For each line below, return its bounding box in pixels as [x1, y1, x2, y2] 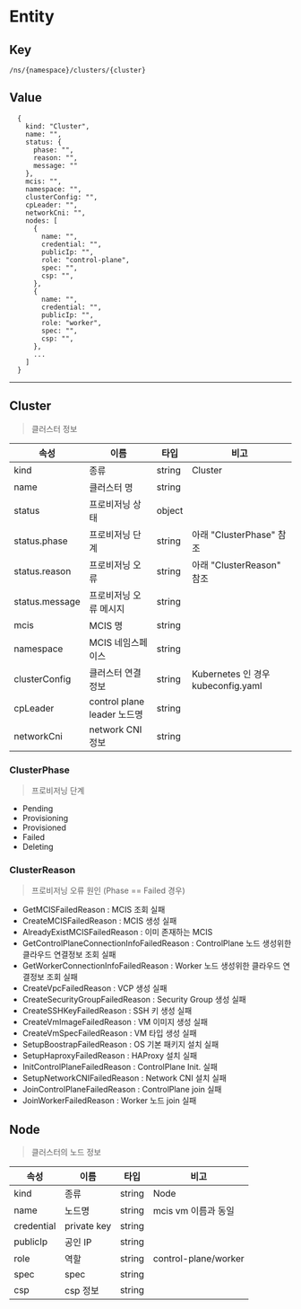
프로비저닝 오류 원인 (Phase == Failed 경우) [30, 885, 185, 896]
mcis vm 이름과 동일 [152, 1205, 235, 1217]
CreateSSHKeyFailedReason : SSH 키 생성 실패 [21, 1005, 193, 1016]
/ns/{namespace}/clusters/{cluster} [9, 66, 146, 75]
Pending [21, 802, 54, 814]
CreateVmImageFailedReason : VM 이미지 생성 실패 [21, 1017, 209, 1028]
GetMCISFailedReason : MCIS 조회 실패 [21, 905, 166, 915]
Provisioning [21, 812, 69, 823]
